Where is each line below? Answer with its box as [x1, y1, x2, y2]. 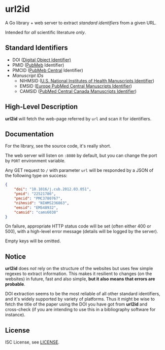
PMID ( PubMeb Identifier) [12, 62, 65, 68]
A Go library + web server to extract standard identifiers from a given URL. [5, 20, 157, 26]
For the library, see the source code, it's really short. [5, 143, 111, 149]
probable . [5, 281, 26, 287]
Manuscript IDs [12, 73, 44, 78]
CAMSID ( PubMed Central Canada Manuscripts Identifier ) [19, 88, 137, 94]
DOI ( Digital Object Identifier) [12, 57, 71, 63]
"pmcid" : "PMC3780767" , [14, 196, 63, 201]
